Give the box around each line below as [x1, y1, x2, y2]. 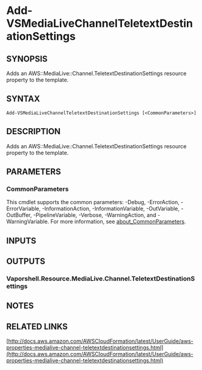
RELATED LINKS [6, 321, 68, 332]
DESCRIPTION [6, 126, 61, 137]
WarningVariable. [6, 218, 50, 225]
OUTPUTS [6, 256, 45, 267]
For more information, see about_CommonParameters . [50, 218, 186, 225]
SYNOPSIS [6, 53, 48, 64]
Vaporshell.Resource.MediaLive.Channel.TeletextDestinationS [6, 275, 195, 283]
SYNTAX [6, 94, 41, 104]
